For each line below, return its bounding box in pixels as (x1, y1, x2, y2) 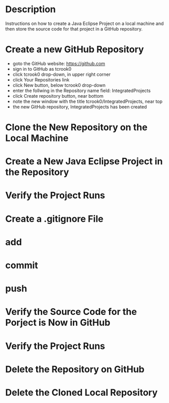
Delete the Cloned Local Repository (5, 387, 158, 398)
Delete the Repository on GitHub (5, 363, 145, 375)
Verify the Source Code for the (5, 306, 137, 318)
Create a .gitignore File (5, 213, 103, 224)
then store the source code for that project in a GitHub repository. (5, 25, 143, 32)
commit (5, 260, 38, 271)
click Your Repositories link (12, 76, 70, 82)
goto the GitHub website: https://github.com (12, 60, 105, 67)
